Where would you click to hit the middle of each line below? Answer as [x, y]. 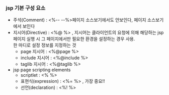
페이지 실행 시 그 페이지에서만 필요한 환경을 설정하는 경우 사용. [74, 39]
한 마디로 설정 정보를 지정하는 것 [45, 45]
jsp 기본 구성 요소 [26, 8]
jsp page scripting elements [42, 70]
